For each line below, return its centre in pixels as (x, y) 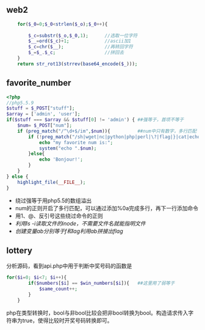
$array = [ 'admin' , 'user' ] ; (43, 114)
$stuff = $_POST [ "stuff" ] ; (41, 108)
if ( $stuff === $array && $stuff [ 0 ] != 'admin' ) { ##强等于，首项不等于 (95, 120)
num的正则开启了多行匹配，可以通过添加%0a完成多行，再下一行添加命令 (107, 208)
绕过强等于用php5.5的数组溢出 (53, 200)
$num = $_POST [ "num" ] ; (45, 125)
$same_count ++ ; (58, 289)
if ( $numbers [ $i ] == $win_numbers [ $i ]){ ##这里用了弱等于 (102, 284)
